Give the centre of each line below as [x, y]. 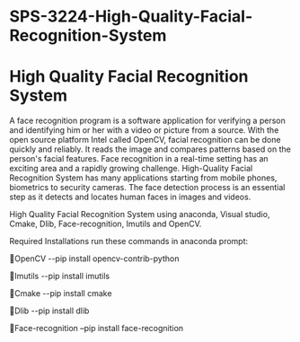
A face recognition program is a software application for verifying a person [147, 121]
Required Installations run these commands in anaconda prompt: [129, 241]
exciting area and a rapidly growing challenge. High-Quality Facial [131, 169]
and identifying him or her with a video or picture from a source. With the [144, 130]
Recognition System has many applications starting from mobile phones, [143, 178]
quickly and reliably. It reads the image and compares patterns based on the [150, 149]
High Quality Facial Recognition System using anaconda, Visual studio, [140, 215]
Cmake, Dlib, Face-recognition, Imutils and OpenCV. [106, 224]
